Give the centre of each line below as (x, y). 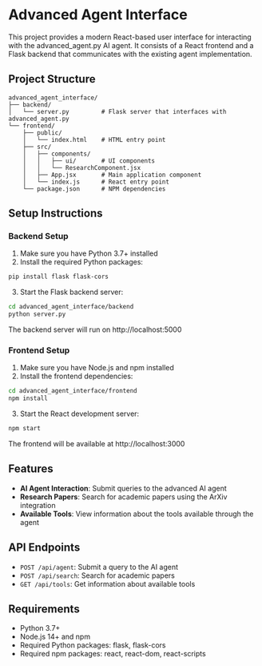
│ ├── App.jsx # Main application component (112, 175)
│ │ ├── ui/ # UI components (89, 161)
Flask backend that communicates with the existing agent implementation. (131, 54)
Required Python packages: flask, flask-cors (93, 645)
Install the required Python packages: (81, 262)
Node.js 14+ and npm (55, 637)
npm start (25, 429)
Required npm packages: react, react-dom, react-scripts (113, 654)
